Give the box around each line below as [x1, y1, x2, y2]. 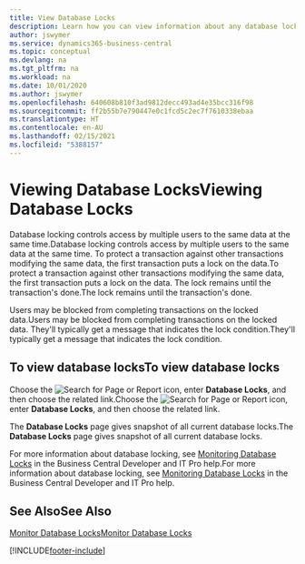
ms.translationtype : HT [9, 115, 100, 124]
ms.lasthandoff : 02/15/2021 [9, 132, 116, 141]
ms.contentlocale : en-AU [9, 124, 103, 133]
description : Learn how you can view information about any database [9, 22, 279, 31]
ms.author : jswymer [9, 89, 84, 98]
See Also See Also [9, 503, 112, 519]
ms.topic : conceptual [9, 47, 92, 56]
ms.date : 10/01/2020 [9, 81, 88, 90]
